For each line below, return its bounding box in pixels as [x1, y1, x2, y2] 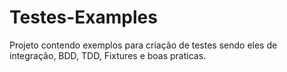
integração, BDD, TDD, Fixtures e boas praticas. [9, 49, 207, 61]
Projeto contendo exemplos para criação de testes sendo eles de [9, 39, 278, 51]
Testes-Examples [9, 6, 158, 29]
